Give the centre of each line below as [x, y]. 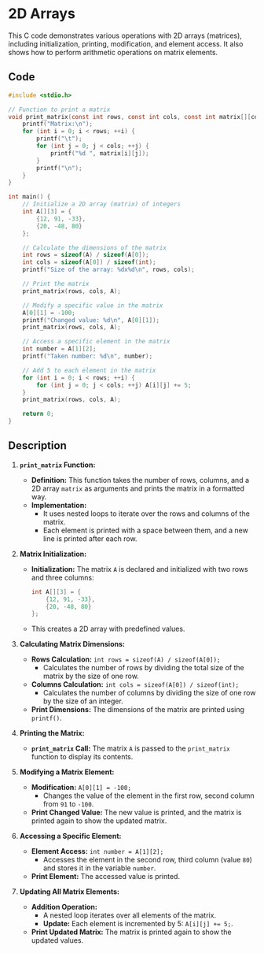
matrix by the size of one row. [91, 676]
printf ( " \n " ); [59, 168]
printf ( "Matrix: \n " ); [57, 124]
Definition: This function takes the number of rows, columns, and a [140, 480]
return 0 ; [38, 414]
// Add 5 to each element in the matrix [89, 370]
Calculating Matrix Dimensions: [72, 644]
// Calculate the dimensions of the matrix [95, 248]
